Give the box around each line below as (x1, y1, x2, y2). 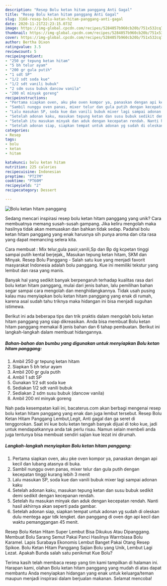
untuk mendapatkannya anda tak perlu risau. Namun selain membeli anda (5, 426, 156, 432)
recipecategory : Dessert (5, 188, 57, 193)
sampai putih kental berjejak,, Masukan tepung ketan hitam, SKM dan (5, 251, 147, 257)
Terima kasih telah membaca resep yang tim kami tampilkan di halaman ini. (5, 559, 159, 566)
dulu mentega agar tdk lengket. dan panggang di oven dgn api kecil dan (12, 514, 160, 520)
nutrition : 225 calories (5, 164, 57, 169)
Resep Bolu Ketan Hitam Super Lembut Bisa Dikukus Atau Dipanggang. (5, 529, 151, 535)
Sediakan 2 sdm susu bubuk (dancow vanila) (12, 390, 104, 396)
